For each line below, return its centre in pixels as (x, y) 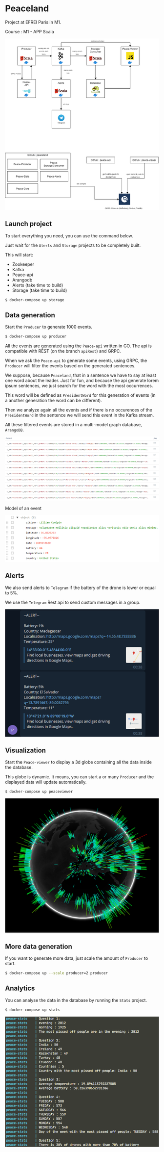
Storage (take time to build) (40, 290)
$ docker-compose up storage (35, 300)
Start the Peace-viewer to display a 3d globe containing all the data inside (79, 762)
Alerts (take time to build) (38, 285)
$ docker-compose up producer (36, 336)
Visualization (26, 750)
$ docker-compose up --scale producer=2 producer (57, 973)
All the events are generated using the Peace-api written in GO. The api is (79, 346)
